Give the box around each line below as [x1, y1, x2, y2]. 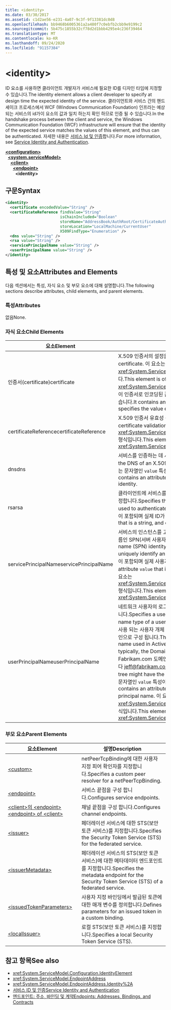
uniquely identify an [118, 550, 165, 558]
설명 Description [103, 745, 141, 752]
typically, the [118, 648, 149, 655]
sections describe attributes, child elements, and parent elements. [5, 288, 144, 294]
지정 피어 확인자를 [81, 763, 122, 770]
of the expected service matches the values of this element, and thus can [5, 127, 159, 133]
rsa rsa [8, 504, 23, 511]
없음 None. [5, 314, 26, 320]
